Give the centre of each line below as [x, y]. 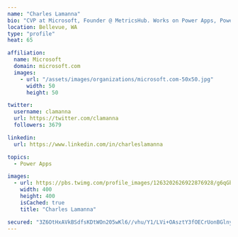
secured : [20, 222]
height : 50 [42, 93]
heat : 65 [20, 40]
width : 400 [36, 190]
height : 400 [38, 196]
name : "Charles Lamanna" [44, 14]
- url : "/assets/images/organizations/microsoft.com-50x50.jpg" [117, 79]
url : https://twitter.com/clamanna [66, 118]
